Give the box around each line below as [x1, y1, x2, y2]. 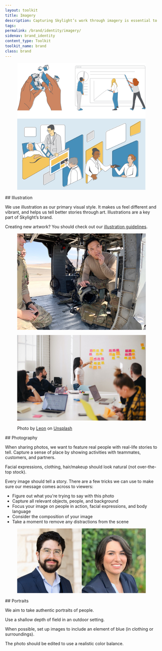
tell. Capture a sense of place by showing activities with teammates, [5, 449, 141, 456]
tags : [5, 23, 16, 28]
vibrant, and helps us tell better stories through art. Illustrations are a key [5, 209, 150, 215]
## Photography [5, 435, 38, 441]
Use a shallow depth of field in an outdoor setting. [5, 617, 105, 622]
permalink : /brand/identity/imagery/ [5, 28, 81, 33]
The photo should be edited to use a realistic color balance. [5, 640, 124, 646]
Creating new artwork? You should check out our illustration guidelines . [5, 224, 148, 229]
